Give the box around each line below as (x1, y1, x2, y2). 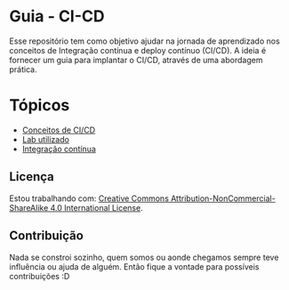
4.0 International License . (50, 202, 144, 213)
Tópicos (9, 95, 70, 116)
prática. (9, 64, 37, 75)
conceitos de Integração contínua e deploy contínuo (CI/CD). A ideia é (9, 44, 267, 55)
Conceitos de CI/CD (21, 125, 96, 135)
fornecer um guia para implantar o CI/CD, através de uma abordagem (9, 54, 263, 65)
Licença (9, 169, 55, 184)
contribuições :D (9, 270, 70, 281)
